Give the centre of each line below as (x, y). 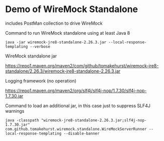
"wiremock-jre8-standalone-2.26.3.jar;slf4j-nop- (94, 120)
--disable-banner (81, 133)
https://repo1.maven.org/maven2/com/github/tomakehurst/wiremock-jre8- (82, 65)
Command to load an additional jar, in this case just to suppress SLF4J (78, 105)
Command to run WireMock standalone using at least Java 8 (68, 33)
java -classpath (22, 120)
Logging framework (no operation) (41, 81)
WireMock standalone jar (31, 56)
